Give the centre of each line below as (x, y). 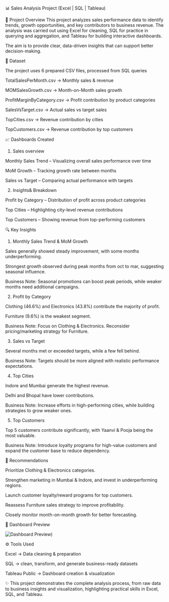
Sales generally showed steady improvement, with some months (72, 251)
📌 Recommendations (27, 460)
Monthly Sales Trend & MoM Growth (50, 241)
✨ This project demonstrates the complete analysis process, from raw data (83, 583)
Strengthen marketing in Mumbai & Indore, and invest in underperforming (81, 480)
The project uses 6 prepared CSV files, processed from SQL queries (76, 70)
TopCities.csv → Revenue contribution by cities (54, 119)
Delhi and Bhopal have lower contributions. (50, 395)
